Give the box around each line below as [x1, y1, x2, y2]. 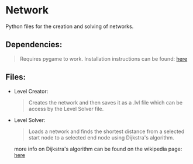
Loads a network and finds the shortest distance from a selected [28, 128, 185, 135]
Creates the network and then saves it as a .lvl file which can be [28, 99, 182, 106]
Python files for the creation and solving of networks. [5, 23, 134, 30]
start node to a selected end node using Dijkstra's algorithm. [28, 134, 175, 141]
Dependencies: [5, 40, 63, 50]
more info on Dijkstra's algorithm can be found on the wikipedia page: [13, 145, 182, 152]
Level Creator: [13, 88, 49, 95]
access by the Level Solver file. [28, 105, 104, 112]
